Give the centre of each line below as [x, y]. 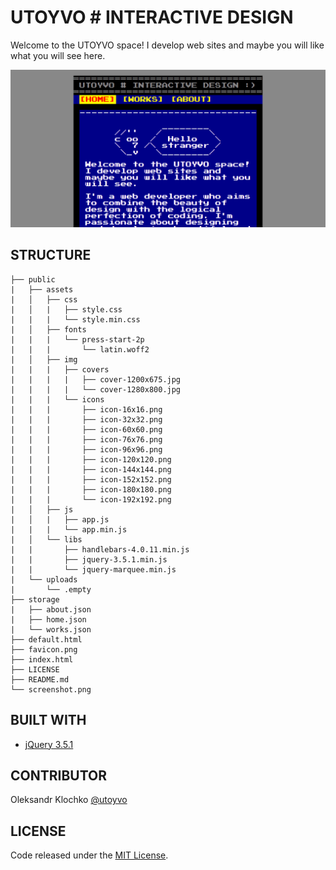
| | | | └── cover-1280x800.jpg [96, 389]
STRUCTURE [51, 255]
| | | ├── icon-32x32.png [86, 419]
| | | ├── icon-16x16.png [86, 409]
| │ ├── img [44, 359]
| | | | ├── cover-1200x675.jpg [96, 379]
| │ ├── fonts [48, 329]
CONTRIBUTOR [59, 775]
